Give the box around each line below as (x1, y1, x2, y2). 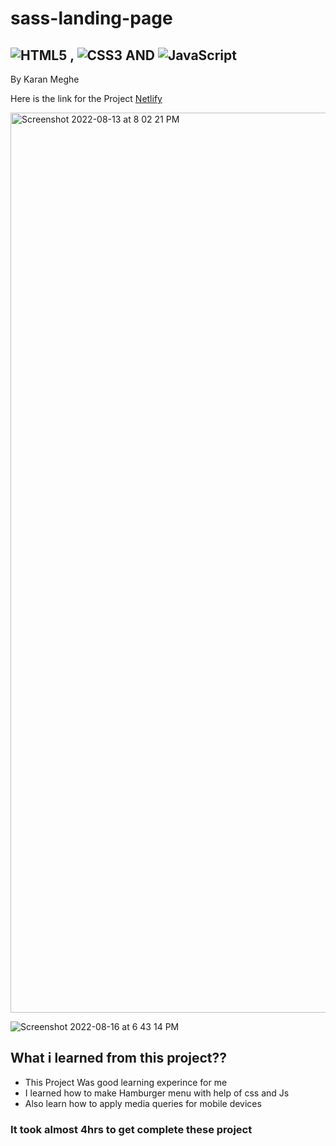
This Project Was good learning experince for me (24, 1076, 228, 1088)
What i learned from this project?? (10, 1050, 228, 1067)
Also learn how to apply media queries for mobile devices (24, 1097, 262, 1109)
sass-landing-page (10, 7, 173, 30)
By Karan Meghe (10, 73, 80, 85)
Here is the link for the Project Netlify (10, 93, 163, 104)
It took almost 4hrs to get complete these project (10, 1122, 253, 1136)
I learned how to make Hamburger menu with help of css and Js (24, 1087, 290, 1099)
